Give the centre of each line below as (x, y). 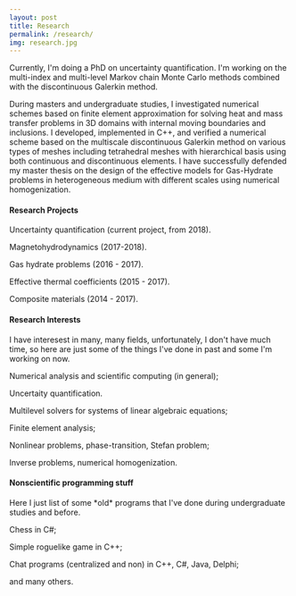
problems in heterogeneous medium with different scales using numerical (144, 180)
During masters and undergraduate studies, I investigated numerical (134, 105)
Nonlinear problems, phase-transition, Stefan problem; (109, 445)
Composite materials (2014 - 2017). (74, 299)
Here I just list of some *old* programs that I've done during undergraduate (147, 502)
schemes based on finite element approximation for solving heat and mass (146, 113)
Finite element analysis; (53, 428)
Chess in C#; (33, 529)
